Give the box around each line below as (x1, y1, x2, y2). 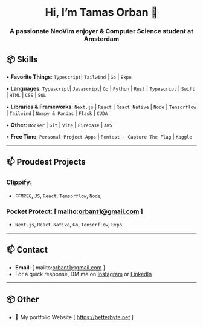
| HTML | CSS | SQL (6, 91, 47, 99)
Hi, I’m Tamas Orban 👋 (45, 5, 158, 19)
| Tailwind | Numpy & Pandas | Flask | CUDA (6, 109, 108, 117)
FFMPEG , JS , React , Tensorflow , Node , (14, 192, 103, 199)
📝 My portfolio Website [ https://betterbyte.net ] (14, 313, 134, 320)
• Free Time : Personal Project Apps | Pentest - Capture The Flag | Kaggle (6, 133, 192, 140)
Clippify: (6, 178, 32, 187)
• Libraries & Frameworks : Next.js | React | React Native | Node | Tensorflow (6, 103, 196, 110)
